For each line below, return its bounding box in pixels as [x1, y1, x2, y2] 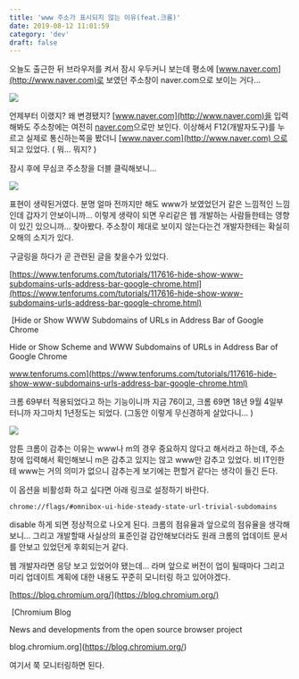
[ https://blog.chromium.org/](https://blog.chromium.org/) [9, 590, 220, 600]
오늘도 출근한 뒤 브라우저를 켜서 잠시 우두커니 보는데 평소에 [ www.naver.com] [9, 63, 281, 74]
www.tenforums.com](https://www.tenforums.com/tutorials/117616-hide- [9, 368, 278, 380]
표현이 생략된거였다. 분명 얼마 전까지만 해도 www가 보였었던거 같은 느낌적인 [9, 198, 274, 210]
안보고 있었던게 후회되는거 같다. [18, 541, 129, 552]
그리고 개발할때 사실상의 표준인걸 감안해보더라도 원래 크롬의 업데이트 [32, 531, 271, 541]
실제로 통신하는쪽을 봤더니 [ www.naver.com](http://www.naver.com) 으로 [25, 133, 288, 144]
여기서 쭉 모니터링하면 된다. [9, 660, 105, 671]
